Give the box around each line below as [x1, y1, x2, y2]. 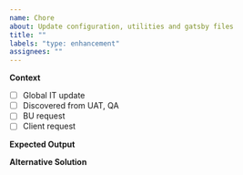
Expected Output [9, 139, 76, 150]
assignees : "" [9, 47, 64, 57]
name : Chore [9, 13, 55, 23]
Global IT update [22, 90, 86, 101]
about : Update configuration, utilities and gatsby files [9, 22, 234, 31]
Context [9, 72, 41, 83]
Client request [22, 120, 76, 132]
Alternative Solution [9, 157, 87, 168]
